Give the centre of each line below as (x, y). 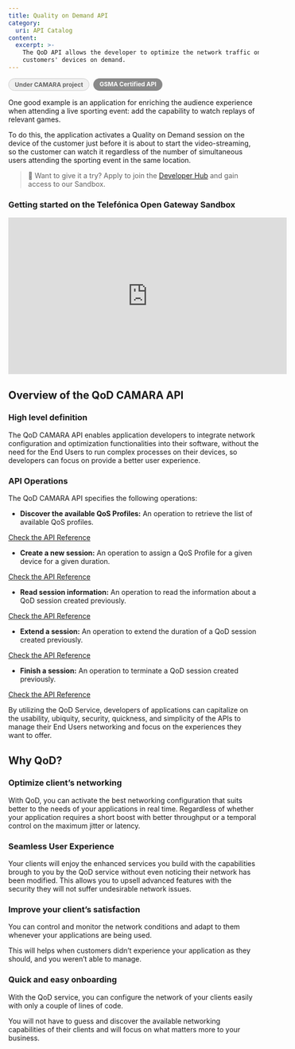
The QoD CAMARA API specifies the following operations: (103, 499)
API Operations (38, 480)
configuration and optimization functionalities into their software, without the (134, 443)
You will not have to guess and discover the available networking (115, 1021)
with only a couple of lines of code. (66, 1005)
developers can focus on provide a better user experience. (105, 460)
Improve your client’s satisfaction (74, 910)
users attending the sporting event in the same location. (100, 160)
